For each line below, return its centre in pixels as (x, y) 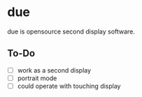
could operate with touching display (69, 86)
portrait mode (37, 78)
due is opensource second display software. (71, 31)
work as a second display (54, 70)
